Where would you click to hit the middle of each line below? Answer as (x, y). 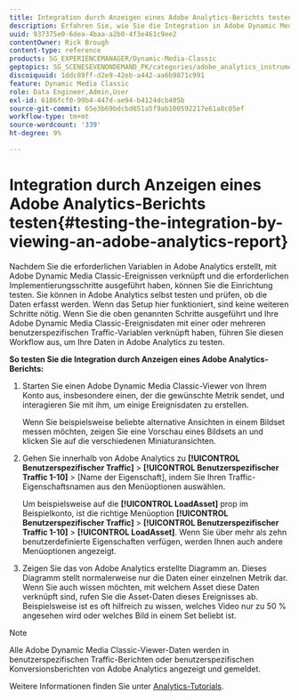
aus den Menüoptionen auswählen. (161, 487)
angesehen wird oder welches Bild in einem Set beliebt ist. (129, 616)
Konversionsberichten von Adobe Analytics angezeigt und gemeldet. (135, 669)
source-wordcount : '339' (55, 125)
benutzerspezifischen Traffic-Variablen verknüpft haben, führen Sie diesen (146, 332)
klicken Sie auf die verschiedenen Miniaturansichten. (119, 440)
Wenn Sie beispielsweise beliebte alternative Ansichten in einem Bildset (154, 422)
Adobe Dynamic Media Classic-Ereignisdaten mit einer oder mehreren (137, 323)
